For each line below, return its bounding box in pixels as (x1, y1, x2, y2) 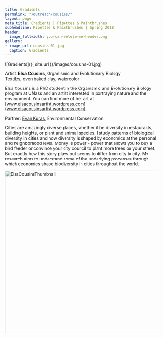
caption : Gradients (9, 48, 49, 53)
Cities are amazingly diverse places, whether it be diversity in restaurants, (5, 125, 153, 130)
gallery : (5, 39, 23, 44)
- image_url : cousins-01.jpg (5, 43, 64, 48)
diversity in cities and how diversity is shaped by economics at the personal (5, 135, 157, 141)
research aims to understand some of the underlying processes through (5, 156, 149, 161)
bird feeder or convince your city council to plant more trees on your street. (5, 145, 156, 151)
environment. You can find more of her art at (5, 95, 94, 101)
